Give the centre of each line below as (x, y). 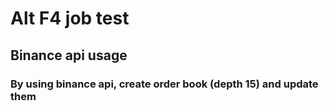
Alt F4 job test (70, 18)
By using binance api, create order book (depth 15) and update (164, 84)
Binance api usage (69, 55)
